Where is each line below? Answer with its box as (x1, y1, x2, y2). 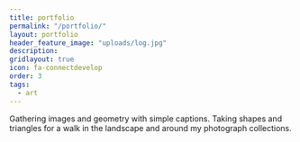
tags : (9, 80, 30, 89)
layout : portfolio (9, 30, 78, 39)
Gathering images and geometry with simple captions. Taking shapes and (9, 113, 282, 124)
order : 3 (9, 72, 42, 81)
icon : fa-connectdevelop (9, 64, 103, 73)
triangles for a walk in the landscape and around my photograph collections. (9, 122, 293, 133)
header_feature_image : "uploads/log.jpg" (9, 38, 168, 48)
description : (9, 47, 59, 56)
